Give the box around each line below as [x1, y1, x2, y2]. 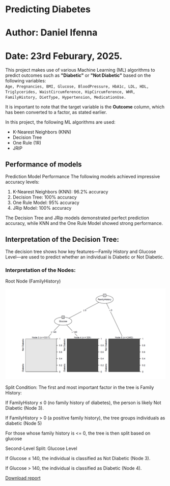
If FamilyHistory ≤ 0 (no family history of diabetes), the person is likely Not [5, 399, 161, 406]
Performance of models [5, 160, 82, 168]
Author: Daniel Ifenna [5, 27, 98, 39]
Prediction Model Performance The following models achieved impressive [5, 174, 160, 180]
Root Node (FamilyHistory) [5, 278, 61, 284]
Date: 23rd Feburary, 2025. [5, 50, 123, 62]
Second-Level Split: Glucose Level [5, 445, 77, 451]
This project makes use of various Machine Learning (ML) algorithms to [5, 67, 155, 73]
